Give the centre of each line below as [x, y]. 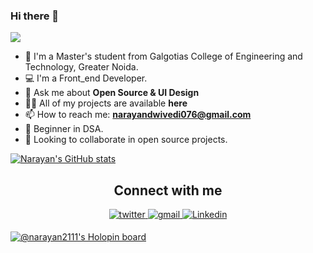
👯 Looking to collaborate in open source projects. [126, 140]
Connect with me [168, 190]
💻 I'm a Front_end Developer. [86, 78]
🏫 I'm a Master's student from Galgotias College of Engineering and [163, 56]
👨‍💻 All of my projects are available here [106, 103]
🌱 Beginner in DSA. [64, 129]
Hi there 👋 [35, 16]
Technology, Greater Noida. [81, 67]
